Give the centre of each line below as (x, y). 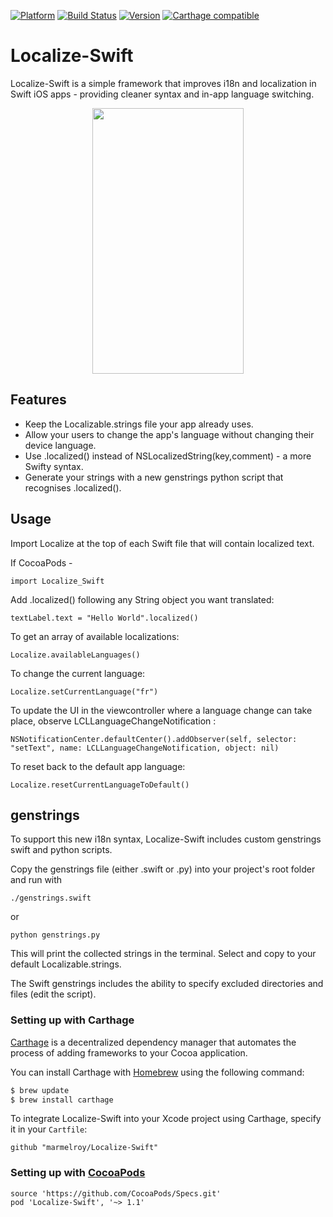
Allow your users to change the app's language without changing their (169, 434)
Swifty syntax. (54, 466)
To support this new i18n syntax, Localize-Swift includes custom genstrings (166, 839)
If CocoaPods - (41, 562)
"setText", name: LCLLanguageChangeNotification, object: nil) (145, 748)
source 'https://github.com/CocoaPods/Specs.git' (116, 1193)
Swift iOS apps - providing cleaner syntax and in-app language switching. (162, 94)
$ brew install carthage (62, 1100)
